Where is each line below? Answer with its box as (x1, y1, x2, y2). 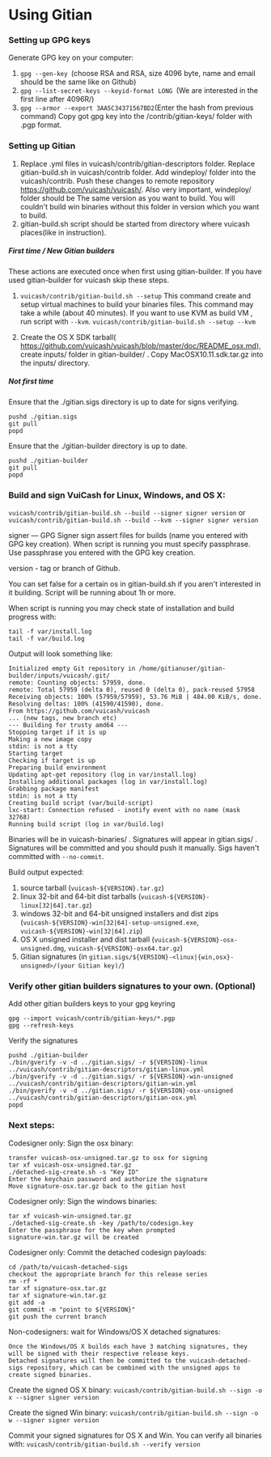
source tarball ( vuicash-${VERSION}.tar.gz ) (19, 883, 164, 893)
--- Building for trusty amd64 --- (8, 722, 129, 730)
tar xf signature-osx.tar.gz (8, 1284, 107, 1292)
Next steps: (8, 1120, 55, 1131)
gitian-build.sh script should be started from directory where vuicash (19, 218, 251, 228)
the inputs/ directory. (19, 358, 91, 367)
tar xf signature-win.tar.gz (8, 1291, 107, 1299)
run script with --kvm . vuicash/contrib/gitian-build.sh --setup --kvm (19, 316, 256, 326)
